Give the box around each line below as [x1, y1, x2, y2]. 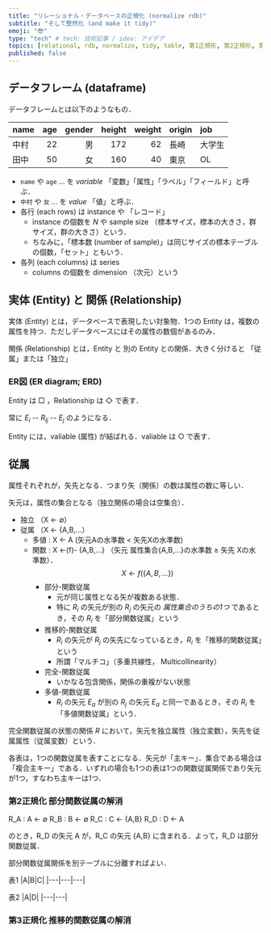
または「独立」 [22, 353, 73, 364]
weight [134, 124, 162, 135]
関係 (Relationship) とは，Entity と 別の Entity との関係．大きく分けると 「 [8, 343, 254, 353]
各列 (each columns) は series [19, 257, 120, 267]
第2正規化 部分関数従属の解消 [8, 795, 123, 806]
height [101, 124, 127, 135]
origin [169, 124, 193, 135]
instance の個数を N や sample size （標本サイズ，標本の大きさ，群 [31, 216, 256, 226]
